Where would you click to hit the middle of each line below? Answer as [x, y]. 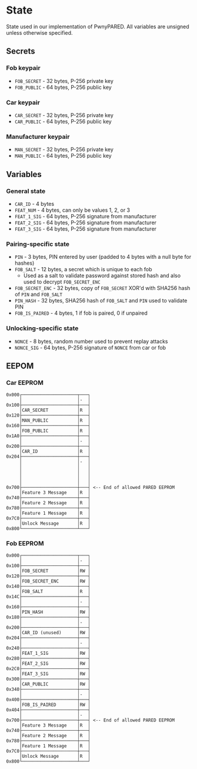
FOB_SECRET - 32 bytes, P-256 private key [64, 81]
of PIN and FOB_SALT [39, 294]
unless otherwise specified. [39, 32]
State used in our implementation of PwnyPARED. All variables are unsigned [98, 26]
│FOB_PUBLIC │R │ [55, 431]
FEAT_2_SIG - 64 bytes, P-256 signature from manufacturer [86, 222]
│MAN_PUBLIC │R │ [55, 421]
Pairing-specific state [38, 244]
